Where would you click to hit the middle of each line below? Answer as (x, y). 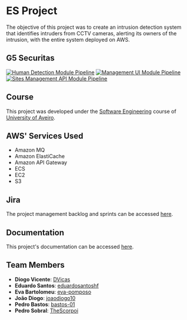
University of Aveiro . (31, 117)
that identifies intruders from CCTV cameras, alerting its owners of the (91, 33)
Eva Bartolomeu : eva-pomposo (53, 292)
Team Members (35, 265)
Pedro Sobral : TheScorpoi (46, 311)
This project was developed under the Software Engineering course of (91, 111)
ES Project (32, 11)
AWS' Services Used (45, 136)
